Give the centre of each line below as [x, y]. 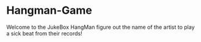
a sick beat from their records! [44, 33]
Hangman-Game [49, 10]
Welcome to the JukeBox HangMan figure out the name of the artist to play [100, 27]
